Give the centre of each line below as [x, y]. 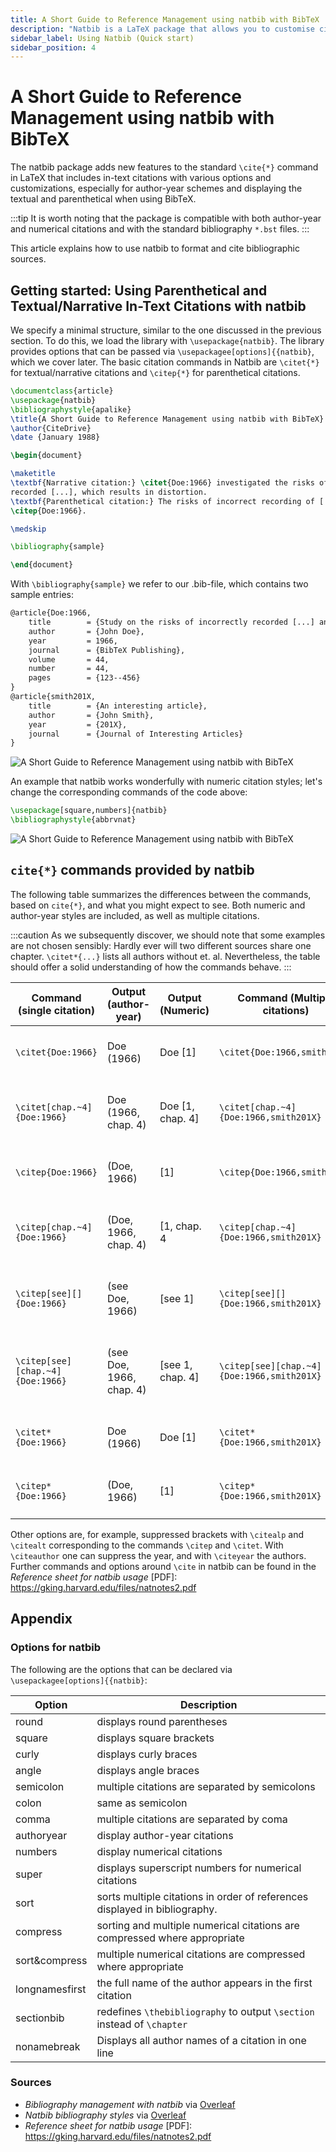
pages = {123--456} [84, 678]
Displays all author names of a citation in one [201, 2040]
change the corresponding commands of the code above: [129, 792]
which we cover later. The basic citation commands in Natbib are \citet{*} [165, 362]
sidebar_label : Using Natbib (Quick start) [102, 38]
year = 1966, [73, 641]
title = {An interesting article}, [118, 706]
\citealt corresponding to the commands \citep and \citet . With [147, 1545]
